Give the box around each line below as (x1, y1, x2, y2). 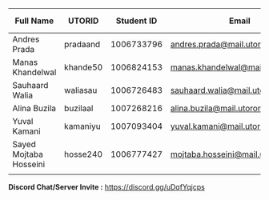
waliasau (63, 85, 98, 95)
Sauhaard (12, 80, 49, 90)
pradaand (63, 39, 101, 50)
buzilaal (63, 103, 94, 114)
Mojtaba (12, 149, 44, 159)
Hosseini (12, 159, 46, 170)
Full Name (14, 15, 54, 26)
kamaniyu (63, 121, 102, 131)
